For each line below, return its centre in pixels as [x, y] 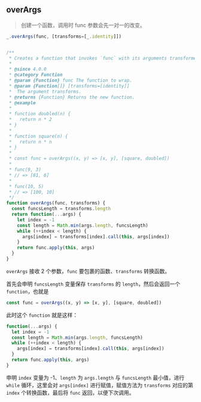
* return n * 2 [30, 119]
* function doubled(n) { [39, 114]
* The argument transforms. [45, 91]
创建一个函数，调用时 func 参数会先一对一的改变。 [83, 25]
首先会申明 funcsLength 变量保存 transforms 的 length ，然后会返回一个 [93, 284]
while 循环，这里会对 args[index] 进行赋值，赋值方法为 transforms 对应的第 [100, 385]
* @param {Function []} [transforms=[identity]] [69, 86]
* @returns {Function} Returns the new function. [72, 97]
